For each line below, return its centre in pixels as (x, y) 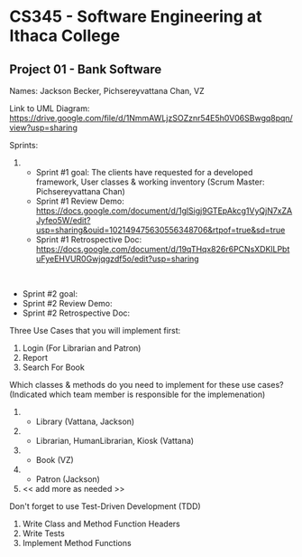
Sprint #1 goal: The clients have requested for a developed (144, 172)
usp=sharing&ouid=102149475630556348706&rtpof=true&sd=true (160, 230)
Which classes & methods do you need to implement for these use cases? (146, 385)
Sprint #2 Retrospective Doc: (76, 313)
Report (35, 358)
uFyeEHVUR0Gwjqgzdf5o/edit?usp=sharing (118, 259)
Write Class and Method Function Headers (101, 524)
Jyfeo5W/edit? (63, 220)
